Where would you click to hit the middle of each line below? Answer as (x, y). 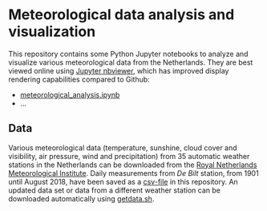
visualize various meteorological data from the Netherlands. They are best (131, 62)
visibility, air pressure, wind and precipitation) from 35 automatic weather (129, 156)
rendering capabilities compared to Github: (79, 79)
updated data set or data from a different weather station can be (114, 190)
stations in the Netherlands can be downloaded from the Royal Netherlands (133, 165)
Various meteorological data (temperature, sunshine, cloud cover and (123, 147)
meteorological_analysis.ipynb (70, 94)
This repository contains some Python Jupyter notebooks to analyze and (128, 54)
